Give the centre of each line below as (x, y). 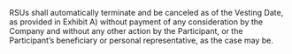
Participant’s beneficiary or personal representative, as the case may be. (142, 40)
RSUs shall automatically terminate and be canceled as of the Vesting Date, (146, 13)
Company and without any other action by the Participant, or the (126, 31)
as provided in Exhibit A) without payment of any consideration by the (136, 22)
